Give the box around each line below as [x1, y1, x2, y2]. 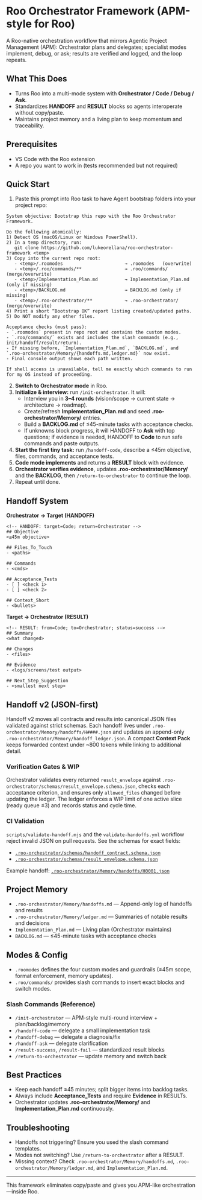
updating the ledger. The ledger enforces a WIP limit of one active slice [6, 795, 182, 803]
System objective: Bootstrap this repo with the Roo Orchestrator [6, 213, 176, 220]
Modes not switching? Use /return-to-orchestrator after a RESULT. [14, 1151, 185, 1159]
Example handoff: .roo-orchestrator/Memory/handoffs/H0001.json [6, 867, 170, 874]
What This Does [6, 74, 67, 84]
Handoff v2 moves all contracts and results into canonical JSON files [6, 716, 177, 722]
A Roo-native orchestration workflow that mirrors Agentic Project [6, 37, 167, 44]
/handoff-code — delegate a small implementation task [14, 1027, 151, 1034]
